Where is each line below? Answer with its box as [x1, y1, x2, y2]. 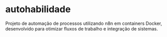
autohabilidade [5, 4, 71, 15]
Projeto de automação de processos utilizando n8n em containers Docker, [5, 20, 162, 26]
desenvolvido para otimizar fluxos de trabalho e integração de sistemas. [5, 25, 158, 31]
